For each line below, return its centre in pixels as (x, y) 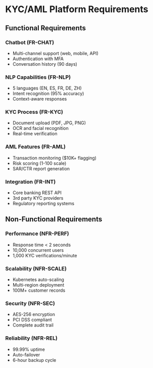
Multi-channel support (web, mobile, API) (55, 53)
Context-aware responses (40, 99)
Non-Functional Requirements (54, 219)
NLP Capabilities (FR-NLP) (38, 77)
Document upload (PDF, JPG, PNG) (49, 123)
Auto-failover (26, 354)
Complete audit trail (33, 325)
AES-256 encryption (34, 314)
